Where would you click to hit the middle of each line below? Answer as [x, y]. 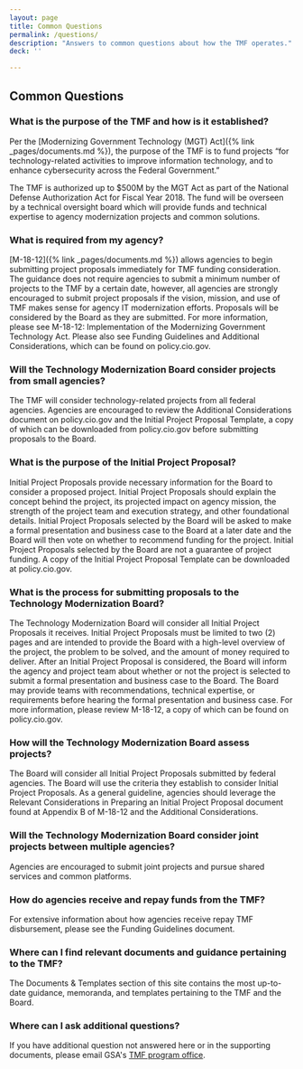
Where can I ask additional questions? [95, 1026]
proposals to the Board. [53, 439]
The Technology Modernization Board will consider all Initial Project [134, 623]
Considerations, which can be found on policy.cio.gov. [110, 346]
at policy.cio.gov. [41, 568]
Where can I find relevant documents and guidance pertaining [148, 952]
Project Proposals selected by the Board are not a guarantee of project [141, 549]
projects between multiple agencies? [92, 847]
